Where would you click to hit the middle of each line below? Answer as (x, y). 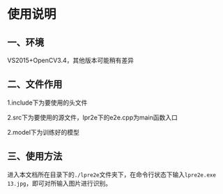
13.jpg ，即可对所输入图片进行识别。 (59, 183)
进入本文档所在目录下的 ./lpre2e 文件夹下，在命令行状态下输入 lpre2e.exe (111, 174)
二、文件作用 (35, 84)
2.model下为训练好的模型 (44, 132)
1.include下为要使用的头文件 (47, 103)
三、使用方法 (35, 157)
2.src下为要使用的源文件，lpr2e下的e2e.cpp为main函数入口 (92, 117)
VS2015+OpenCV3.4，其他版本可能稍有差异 (71, 60)
